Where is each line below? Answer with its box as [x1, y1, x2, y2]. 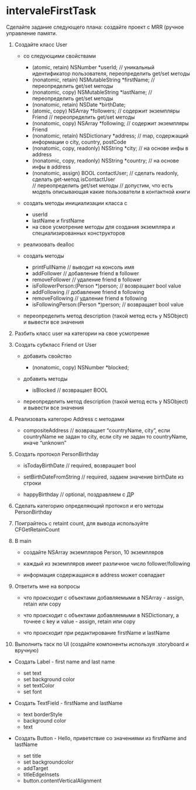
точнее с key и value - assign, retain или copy [23, 618, 136, 625]
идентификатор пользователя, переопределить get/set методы [32, 70, 190, 77]
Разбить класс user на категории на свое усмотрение [14, 330, 150, 337]
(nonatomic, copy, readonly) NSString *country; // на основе [32, 157, 180, 164]
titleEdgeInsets [23, 771, 60, 778]
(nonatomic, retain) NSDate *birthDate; [32, 101, 126, 108]
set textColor [23, 682, 55, 689]
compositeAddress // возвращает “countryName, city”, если [23, 426, 171, 434]
